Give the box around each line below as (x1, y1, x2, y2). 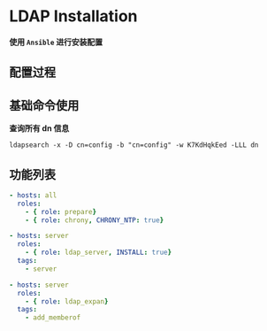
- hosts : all (9, 190, 57, 200)
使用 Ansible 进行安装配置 (9, 36, 103, 47)
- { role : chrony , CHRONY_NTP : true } (25, 215, 164, 225)
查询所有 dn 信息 (9, 123, 70, 134)
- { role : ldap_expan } (25, 296, 109, 306)
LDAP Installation (9, 6, 139, 27)
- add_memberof (25, 313, 81, 322)
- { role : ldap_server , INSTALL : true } (25, 248, 172, 258)
